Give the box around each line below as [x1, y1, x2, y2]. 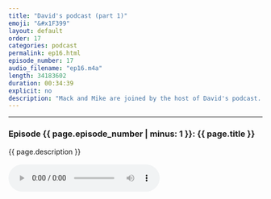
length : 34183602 [8, 72, 67, 80]
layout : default [8, 27, 63, 35]
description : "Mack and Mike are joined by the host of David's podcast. [8, 94, 262, 102]
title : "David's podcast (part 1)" [8, 11, 128, 20]
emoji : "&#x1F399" [8, 19, 70, 27]
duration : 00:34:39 [8, 79, 74, 87]
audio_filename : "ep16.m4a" [8, 64, 103, 73]
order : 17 [8, 34, 42, 43]
